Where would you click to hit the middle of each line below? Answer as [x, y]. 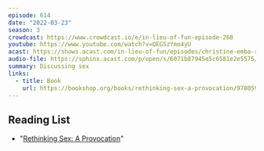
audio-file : [27, 59]
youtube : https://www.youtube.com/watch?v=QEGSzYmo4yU [100, 45]
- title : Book [38, 81]
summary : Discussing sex [49, 67]
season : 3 [24, 30]
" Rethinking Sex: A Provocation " [71, 138]
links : [19, 74]
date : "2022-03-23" [40, 23]
